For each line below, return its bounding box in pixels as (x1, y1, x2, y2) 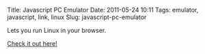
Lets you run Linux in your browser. (7, 27, 107, 34)
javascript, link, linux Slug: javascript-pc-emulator (7, 13, 147, 21)
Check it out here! (7, 40, 58, 47)
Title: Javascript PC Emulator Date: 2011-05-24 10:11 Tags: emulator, (7, 6, 199, 14)
